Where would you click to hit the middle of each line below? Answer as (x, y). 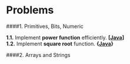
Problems (30, 10)
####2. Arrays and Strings (38, 55)
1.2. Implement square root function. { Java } (60, 44)
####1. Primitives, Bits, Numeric (45, 26)
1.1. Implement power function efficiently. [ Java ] (65, 37)
